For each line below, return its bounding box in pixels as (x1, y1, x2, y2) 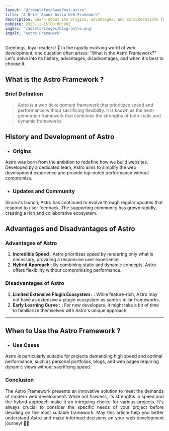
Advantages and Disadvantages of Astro (5, 225, 135, 233)
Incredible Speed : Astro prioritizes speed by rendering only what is (12, 251, 153, 257)
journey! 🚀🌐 (5, 420, 29, 426)
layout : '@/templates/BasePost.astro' (5, 7, 87, 13)
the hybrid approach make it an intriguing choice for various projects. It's (5, 399, 164, 405)
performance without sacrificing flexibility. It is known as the (17, 107, 143, 113)
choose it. (5, 61, 26, 67)
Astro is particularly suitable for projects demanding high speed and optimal (5, 353, 162, 359)
